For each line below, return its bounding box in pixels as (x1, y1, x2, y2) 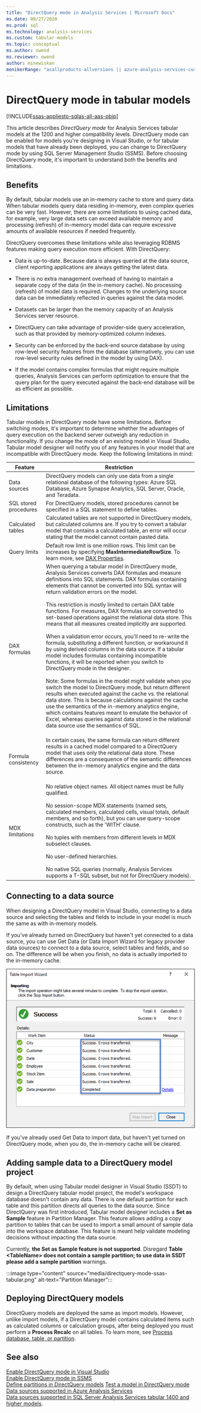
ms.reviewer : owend (6, 54, 55, 60)
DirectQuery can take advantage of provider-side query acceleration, (14, 324, 185, 331)
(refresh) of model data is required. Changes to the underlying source (14, 288, 187, 295)
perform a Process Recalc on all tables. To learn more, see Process (6, 1328, 173, 1335)
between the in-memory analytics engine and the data (45, 762, 181, 769)
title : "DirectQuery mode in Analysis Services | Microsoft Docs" (6, 10, 175, 16)
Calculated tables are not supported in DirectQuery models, (45, 514, 193, 521)
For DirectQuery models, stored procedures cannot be (45, 500, 179, 507)
